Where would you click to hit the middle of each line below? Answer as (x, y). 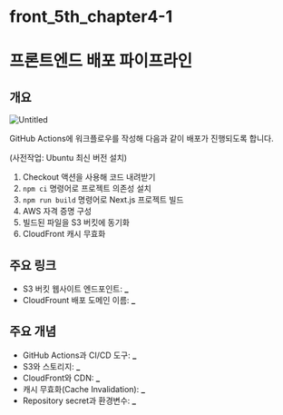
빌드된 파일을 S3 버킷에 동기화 (76, 222)
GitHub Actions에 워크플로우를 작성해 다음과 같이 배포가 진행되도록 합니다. (141, 139)
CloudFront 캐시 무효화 (64, 234)
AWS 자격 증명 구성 (57, 212)
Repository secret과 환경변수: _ (79, 400)
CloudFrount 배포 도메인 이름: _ (79, 300)
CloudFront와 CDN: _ (61, 378)
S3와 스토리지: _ (51, 366)
